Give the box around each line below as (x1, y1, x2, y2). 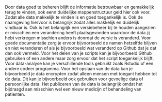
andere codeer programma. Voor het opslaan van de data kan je (5, 66, 133, 72)
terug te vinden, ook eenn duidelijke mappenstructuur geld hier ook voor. (5, 9, 151, 15)
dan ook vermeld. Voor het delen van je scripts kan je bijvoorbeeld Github (5, 50, 152, 56)
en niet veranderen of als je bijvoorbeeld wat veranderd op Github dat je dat (5, 45, 157, 51)
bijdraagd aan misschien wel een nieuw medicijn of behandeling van (5, 87, 142, 92)
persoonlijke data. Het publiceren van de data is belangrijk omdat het (5, 81, 143, 87)
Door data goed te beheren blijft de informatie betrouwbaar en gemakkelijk (5, 4, 154, 10)
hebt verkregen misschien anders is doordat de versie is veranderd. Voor (5, 35, 151, 41)
